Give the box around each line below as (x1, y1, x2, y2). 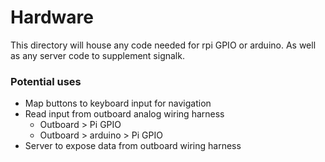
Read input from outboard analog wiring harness (24, 108, 225, 120)
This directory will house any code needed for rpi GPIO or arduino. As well (10, 39, 317, 51)
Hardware (10, 6, 94, 29)
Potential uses (10, 74, 82, 88)
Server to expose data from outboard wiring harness (24, 140, 242, 152)
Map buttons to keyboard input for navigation (24, 97, 212, 110)
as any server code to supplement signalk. (10, 49, 185, 61)
